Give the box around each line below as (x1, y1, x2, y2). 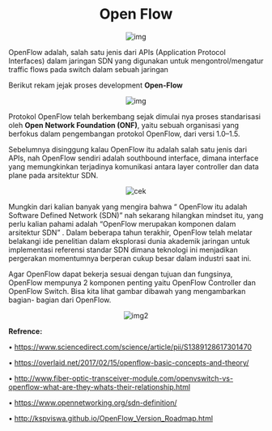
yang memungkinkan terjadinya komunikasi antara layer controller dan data (8, 161, 259, 171)
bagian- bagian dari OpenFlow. (8, 295, 112, 305)
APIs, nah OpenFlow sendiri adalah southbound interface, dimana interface (8, 153, 259, 163)
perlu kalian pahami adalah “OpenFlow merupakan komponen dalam (8, 219, 236, 228)
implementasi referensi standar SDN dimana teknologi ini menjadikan (8, 245, 238, 254)
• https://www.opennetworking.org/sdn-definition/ (8, 398, 177, 408)
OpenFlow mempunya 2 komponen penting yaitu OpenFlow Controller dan (8, 277, 257, 288)
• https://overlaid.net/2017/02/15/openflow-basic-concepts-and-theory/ (8, 357, 249, 367)
